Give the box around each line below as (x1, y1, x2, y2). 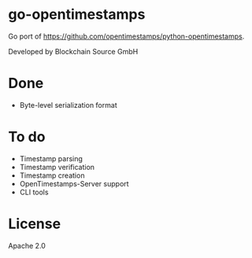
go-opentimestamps (8, 6, 146, 24)
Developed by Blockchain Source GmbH (8, 46, 139, 56)
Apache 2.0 (8, 241, 46, 250)
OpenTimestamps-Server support (19, 179, 129, 188)
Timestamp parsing (19, 153, 83, 163)
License (8, 215, 61, 233)
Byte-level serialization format (19, 100, 117, 109)
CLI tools (19, 187, 49, 197)
